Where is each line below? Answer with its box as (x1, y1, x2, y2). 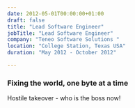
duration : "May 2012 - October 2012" (7, 49, 117, 56)
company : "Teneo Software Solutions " (7, 36, 120, 43)
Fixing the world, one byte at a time (7, 78, 129, 88)
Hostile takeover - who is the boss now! (7, 94, 121, 102)
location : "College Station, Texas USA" (7, 43, 127, 49)
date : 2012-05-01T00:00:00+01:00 (7, 10, 104, 17)
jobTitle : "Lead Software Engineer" (7, 29, 113, 37)
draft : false (7, 17, 45, 24)
